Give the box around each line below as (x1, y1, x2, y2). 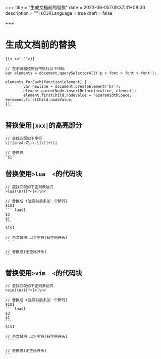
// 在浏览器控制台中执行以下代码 (5, 66, 65, 71)
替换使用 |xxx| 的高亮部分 (5, 121, 82, 130)
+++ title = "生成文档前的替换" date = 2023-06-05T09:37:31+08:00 (5, 5, 145, 10)
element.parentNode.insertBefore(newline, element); (23, 88, 137, 93)
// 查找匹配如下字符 (5, 136, 42, 141)
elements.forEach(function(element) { (5, 79, 87, 85)
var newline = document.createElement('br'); (23, 84, 121, 89)
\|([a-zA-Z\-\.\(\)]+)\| (5, 140, 58, 146)
